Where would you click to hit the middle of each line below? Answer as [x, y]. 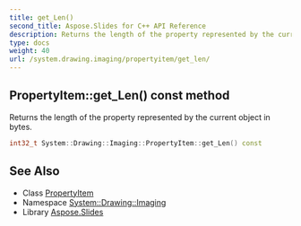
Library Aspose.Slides [63, 212]
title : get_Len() [42, 17]
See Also [34, 171]
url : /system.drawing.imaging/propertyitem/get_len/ [110, 59]
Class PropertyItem [58, 193]
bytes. [21, 126]
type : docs [30, 43]
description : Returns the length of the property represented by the [142, 34]
